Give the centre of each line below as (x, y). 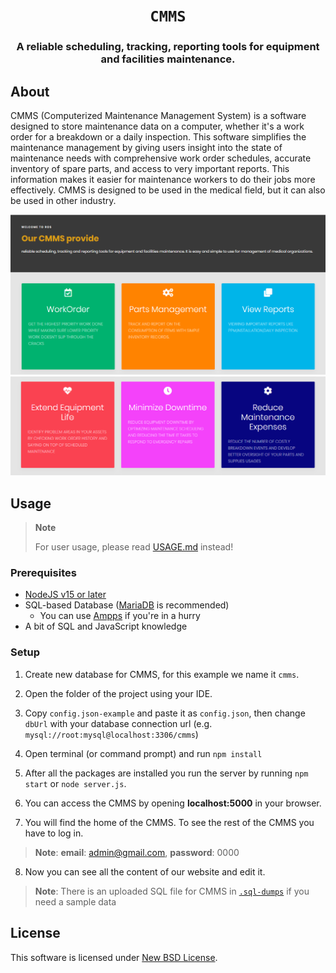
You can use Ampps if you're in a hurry (120, 616)
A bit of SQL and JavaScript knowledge (106, 626)
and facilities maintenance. (168, 59)
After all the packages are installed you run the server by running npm (166, 773)
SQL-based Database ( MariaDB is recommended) (127, 605)
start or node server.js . (75, 783)
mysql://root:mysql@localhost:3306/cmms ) (111, 734)
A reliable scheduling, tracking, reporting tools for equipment (168, 47)
